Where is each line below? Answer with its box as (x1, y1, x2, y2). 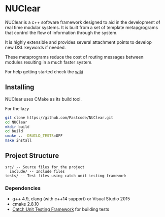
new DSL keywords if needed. (5, 44, 66, 50)
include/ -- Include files (9, 169, 65, 174)
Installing (5, 83, 34, 92)
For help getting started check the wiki (5, 68, 84, 74)
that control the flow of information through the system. (5, 30, 118, 35)
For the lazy (5, 105, 30, 111)
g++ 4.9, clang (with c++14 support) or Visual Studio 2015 (12, 196, 130, 202)
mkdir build (5, 124, 30, 129)
